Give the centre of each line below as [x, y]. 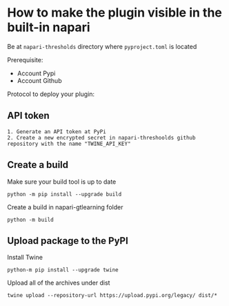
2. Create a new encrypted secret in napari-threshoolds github [101, 137]
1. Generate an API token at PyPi [57, 132]
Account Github [39, 80]
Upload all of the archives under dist [59, 283]
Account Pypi [36, 73]
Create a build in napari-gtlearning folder [65, 207]
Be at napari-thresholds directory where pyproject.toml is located [102, 46]
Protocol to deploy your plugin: [51, 94]
